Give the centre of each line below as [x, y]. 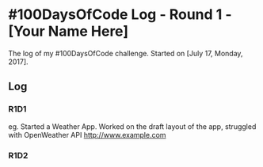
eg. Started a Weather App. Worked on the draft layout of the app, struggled [132, 126]
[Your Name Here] [69, 31]
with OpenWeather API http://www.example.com [87, 135]
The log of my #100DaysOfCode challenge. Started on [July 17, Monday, [126, 53]
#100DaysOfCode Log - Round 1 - [120, 15]
